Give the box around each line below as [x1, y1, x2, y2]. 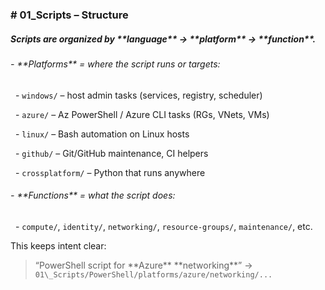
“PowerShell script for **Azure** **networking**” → [34, 259, 253, 271]
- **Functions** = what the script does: [10, 189, 176, 202]
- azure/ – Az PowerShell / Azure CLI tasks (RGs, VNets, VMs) [14, 108, 270, 120]
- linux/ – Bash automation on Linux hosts [14, 128, 190, 140]
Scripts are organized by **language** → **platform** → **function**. [10, 33, 317, 45]
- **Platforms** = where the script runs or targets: [10, 58, 221, 70]
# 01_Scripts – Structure [10, 8, 129, 22]
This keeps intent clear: [10, 239, 107, 252]
